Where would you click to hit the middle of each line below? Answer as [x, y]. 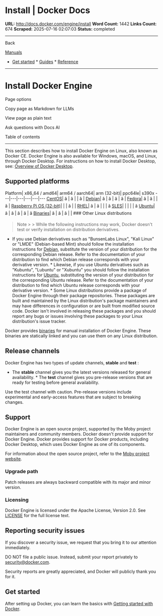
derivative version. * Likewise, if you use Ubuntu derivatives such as [80, 265]
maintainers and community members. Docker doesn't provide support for [79, 434]
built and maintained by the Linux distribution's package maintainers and [85, 300]
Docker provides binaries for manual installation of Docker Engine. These [78, 331]
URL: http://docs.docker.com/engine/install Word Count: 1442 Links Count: [81, 24]
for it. [10, 576]
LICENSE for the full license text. [38, 515]
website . [14, 459]
